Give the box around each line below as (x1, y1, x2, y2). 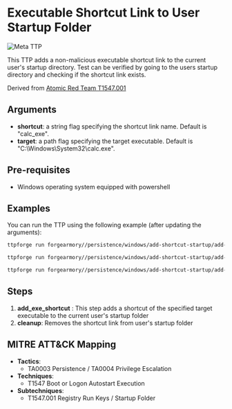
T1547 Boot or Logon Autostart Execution (27, 379, 145, 388)
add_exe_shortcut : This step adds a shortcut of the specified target (17, 304, 213, 312)
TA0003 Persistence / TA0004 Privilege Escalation (27, 364, 172, 372)
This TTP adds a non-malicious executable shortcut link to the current (7, 55, 206, 64)
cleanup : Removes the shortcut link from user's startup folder (17, 318, 193, 327)
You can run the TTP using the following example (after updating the (7, 221, 202, 229)
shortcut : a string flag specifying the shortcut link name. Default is (17, 122, 207, 131)
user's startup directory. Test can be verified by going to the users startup (7, 63, 218, 71)
